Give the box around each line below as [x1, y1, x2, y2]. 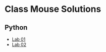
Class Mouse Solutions [4, 3, 101, 15]
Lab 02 [11, 42, 27, 48]
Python [4, 23, 28, 32]
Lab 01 [11, 36, 26, 42]
